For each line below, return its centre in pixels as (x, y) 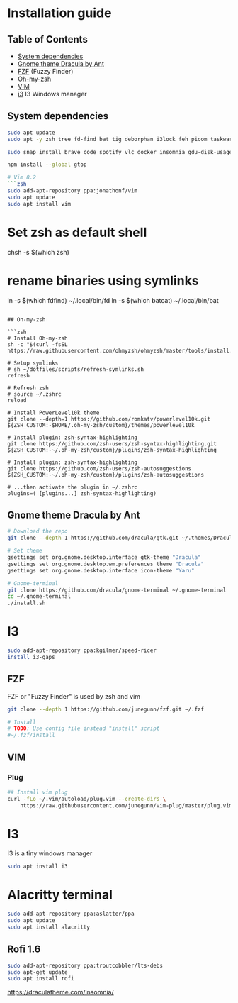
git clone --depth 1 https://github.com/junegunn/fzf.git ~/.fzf (106, 709)
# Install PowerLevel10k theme (53, 413)
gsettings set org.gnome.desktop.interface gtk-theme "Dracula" (104, 558)
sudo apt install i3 (38, 867)
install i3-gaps (31, 657)
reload (17, 400)
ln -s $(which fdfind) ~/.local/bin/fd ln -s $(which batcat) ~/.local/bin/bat (113, 300)
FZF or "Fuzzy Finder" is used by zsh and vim (74, 696)
